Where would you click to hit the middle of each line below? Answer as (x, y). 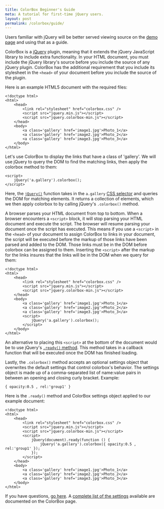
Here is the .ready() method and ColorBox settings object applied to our (78, 396)
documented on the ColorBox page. (41, 501)
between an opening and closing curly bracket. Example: (62, 378)
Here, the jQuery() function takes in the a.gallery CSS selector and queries (81, 194)
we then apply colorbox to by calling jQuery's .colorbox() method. (72, 204)
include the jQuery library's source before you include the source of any (78, 62)
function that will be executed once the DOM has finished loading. (72, 353)
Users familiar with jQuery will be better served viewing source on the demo (82, 37)
